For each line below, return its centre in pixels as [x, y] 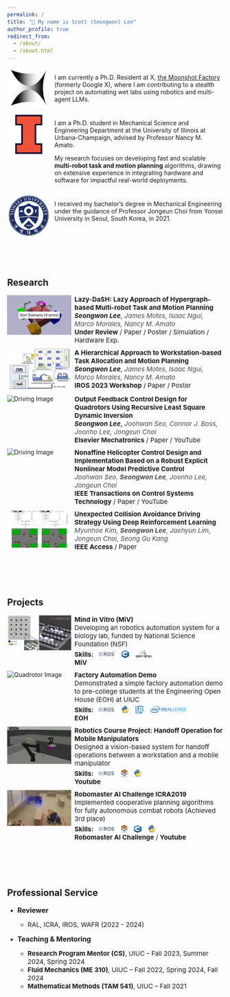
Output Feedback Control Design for [131, 399]
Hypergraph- [191, 299]
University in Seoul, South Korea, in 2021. [113, 218]
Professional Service [53, 893]
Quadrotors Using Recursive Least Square [140, 408]
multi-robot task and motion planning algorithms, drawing [138, 166]
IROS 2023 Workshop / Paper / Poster [133, 385]
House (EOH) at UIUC [107, 699]
